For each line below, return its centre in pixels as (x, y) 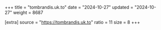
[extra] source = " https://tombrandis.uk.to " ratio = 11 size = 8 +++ (72, 22)
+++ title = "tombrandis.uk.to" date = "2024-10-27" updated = (69, 7)
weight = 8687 (28, 12)
